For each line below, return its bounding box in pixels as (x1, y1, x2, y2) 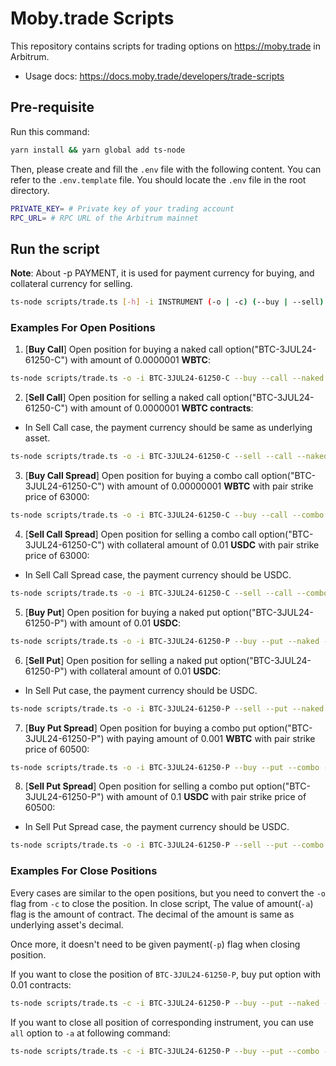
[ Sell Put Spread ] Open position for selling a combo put (24, 780, 255, 792)
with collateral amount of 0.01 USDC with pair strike (106, 538, 320, 551)
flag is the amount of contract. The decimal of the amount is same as (10, 908, 295, 920)
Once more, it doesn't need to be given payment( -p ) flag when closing (10, 938, 301, 950)
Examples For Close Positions (10, 864, 158, 878)
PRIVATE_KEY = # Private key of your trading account (10, 203, 235, 214)
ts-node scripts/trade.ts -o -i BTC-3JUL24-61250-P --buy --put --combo (10, 762, 320, 772)
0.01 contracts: (10, 978, 72, 991)
